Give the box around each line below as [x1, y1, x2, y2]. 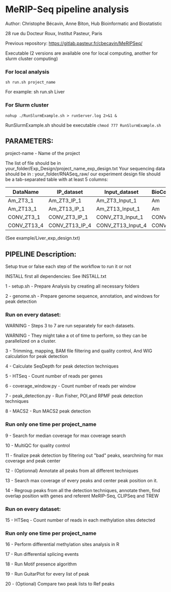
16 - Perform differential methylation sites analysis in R [5, 542, 120, 548]
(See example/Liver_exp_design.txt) [5, 235, 80, 241]
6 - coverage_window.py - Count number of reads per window [5, 383, 136, 389]
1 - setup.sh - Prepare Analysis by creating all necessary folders [5, 283, 140, 289]
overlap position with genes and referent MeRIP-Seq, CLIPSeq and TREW [5, 493, 159, 499]
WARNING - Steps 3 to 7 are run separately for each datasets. [5, 323, 135, 329]
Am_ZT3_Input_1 [96, 197, 137, 204]
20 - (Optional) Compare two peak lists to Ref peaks [5, 581, 115, 587]
